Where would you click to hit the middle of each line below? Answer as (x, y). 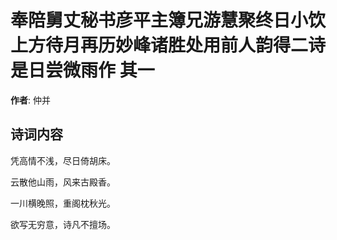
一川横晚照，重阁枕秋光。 (63, 203)
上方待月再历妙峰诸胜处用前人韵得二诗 (168, 45)
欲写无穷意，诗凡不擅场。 (63, 224)
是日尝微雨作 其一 (82, 70)
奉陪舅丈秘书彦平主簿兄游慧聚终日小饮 (168, 20)
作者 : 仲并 (30, 100)
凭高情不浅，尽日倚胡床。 (63, 160)
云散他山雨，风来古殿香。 (63, 182)
